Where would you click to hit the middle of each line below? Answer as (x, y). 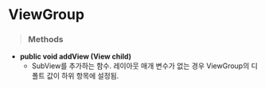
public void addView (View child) (76, 56)
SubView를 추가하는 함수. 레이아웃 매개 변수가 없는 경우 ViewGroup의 (140, 66)
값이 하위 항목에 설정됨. (83, 76)
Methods (45, 40)
